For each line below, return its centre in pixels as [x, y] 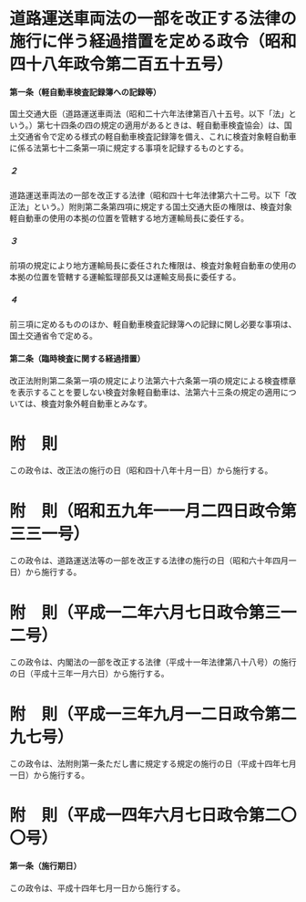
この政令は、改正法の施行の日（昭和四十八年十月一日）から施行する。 [141, 470]
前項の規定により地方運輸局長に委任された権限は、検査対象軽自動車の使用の [153, 266]
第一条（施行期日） [46, 866]
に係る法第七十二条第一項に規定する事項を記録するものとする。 [129, 148]
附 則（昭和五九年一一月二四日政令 [145, 511]
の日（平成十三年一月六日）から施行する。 [89, 674]
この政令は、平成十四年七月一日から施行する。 [97, 887]
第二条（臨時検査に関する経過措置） [77, 358]
